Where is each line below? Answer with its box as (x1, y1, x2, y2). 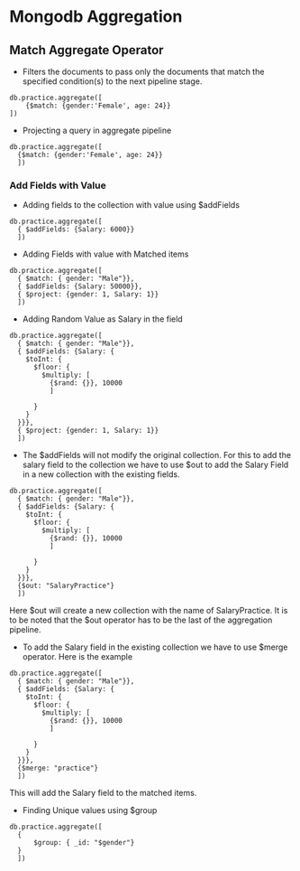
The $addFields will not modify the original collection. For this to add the (22, 450, 291, 461)
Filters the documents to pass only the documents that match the (22, 66, 265, 77)
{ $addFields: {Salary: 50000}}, (17, 282, 143, 291)
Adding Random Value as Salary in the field (22, 314, 183, 324)
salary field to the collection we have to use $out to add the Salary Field (22, 459, 289, 471)
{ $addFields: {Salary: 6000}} (17, 225, 135, 234)
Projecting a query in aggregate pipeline (22, 125, 172, 136)
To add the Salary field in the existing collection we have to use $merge (22, 642, 288, 652)
